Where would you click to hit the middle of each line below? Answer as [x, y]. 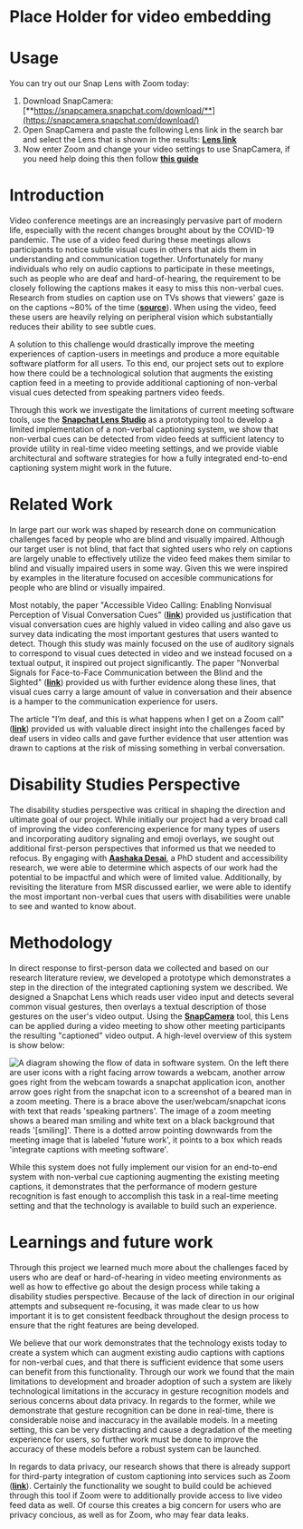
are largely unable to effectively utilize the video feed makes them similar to [150, 559]
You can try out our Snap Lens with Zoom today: [99, 83]
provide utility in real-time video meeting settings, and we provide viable [144, 449]
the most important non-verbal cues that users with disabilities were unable [150, 897]
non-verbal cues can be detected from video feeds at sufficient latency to [147, 439]
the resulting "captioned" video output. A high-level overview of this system [151, 1035]
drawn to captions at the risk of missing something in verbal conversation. [147, 748]
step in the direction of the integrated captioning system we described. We [148, 987]
